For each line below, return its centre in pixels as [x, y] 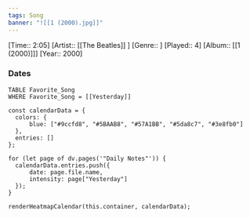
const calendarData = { [47, 111]
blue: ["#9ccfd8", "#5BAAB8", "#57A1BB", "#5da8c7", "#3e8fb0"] [136, 124]
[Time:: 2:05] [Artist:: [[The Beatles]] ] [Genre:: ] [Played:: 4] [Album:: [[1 [124, 45]
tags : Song [26, 15]
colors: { [31, 117]
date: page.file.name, [66, 172]
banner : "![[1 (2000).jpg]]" [56, 23]
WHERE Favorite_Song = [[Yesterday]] [70, 96]
